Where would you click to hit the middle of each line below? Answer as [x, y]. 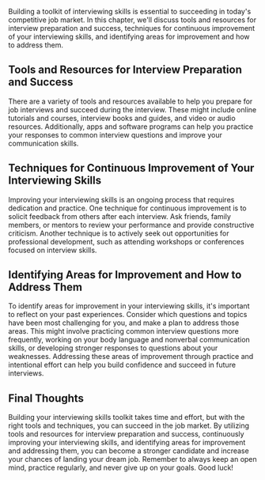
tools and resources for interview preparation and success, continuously [126, 434]
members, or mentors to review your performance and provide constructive [131, 225]
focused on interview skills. [53, 250]
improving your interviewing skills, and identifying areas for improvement [127, 443]
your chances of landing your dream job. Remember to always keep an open [132, 459]
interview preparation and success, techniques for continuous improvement [132, 28]
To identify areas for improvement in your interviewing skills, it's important [129, 306]
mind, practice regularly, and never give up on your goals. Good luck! [121, 468]
